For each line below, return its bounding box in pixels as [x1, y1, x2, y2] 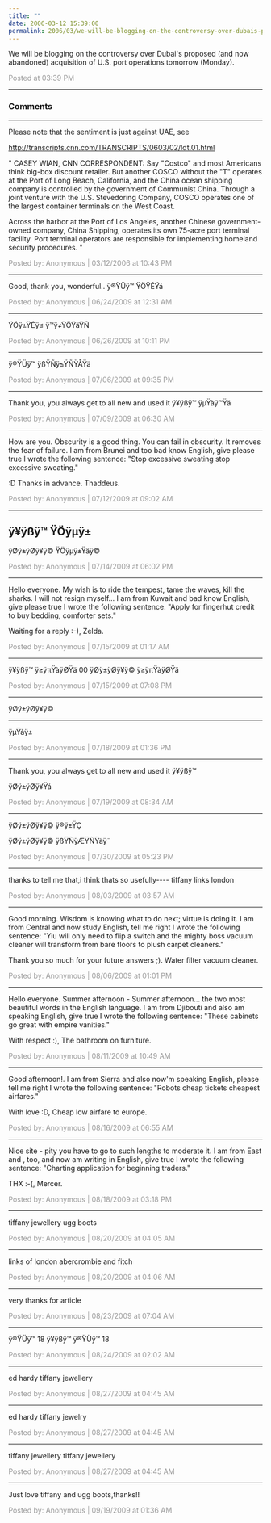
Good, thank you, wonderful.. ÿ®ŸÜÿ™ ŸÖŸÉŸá [8, 281, 164, 291]
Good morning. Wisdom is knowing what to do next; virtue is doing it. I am [8, 914, 254, 924]
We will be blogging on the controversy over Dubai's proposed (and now [8, 49, 249, 59]
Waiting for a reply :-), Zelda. [8, 627, 104, 636]
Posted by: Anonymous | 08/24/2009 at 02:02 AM [8, 1350, 176, 1360]
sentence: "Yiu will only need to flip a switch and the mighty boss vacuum [8, 931, 254, 941]
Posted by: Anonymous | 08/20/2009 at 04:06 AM [8, 1273, 176, 1282]
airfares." [8, 1092, 39, 1101]
